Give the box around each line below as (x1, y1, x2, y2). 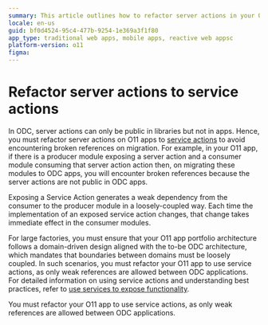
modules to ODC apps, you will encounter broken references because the (8, 168, 250, 178)
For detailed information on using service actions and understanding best (8, 276, 250, 285)
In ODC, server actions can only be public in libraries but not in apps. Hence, (8, 126, 260, 135)
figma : (8, 49, 30, 57)
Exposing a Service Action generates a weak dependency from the (8, 192, 228, 202)
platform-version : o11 (8, 41, 84, 49)
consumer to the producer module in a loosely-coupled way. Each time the (8, 201, 254, 210)
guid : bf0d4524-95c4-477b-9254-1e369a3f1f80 (8, 26, 159, 34)
